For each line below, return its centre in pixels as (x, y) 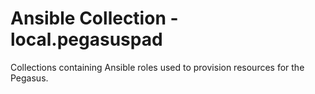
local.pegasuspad (86, 39)
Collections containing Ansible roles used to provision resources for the (157, 67)
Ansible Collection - (94, 18)
